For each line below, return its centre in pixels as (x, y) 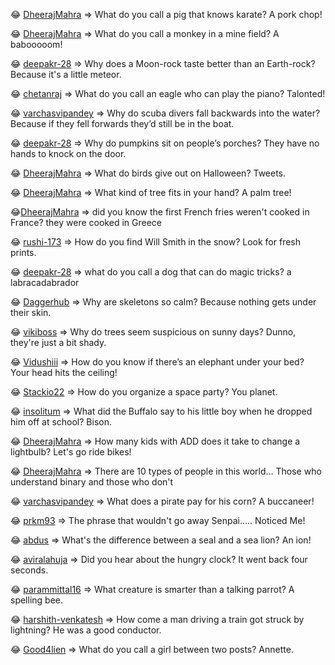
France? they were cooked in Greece (86, 222)
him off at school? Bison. (61, 422)
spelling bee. (37, 600)
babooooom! (36, 44)
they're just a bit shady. (58, 342)
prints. (23, 252)
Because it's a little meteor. (66, 74)
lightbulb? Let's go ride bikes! (71, 452)
